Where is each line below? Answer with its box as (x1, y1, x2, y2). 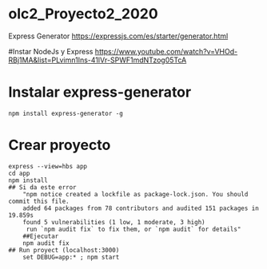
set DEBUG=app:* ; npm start (22, 253, 120, 261)
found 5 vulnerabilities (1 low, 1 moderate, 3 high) (22, 218, 205, 226)
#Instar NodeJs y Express (8, 46, 94, 56)
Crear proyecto (8, 136, 111, 154)
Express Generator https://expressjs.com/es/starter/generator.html (8, 31, 229, 41)
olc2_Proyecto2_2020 (8, 5, 158, 23)
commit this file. (8, 197, 70, 205)
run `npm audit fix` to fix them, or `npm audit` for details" (26, 225, 241, 233)
